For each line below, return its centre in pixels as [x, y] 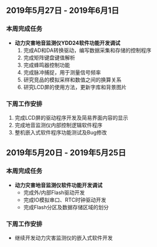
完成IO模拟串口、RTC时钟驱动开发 [65, 200]
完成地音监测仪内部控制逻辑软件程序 [59, 125]
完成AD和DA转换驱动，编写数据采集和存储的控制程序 [87, 50]
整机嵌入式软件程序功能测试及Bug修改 [61, 132]
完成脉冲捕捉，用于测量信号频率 [62, 72]
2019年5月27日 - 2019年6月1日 [63, 11]
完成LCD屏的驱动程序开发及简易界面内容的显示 [71, 117]
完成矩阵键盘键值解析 [49, 57]
